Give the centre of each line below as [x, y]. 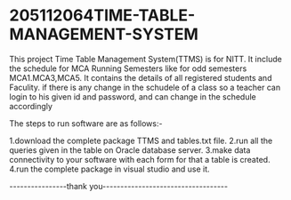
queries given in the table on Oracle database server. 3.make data [130, 150]
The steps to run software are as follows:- [86, 123]
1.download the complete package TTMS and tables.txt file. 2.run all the [141, 140]
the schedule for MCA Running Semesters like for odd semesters [128, 68]
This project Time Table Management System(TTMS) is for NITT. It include [145, 59]
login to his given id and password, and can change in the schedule [133, 96]
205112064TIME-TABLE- [102, 16]
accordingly [31, 106]
